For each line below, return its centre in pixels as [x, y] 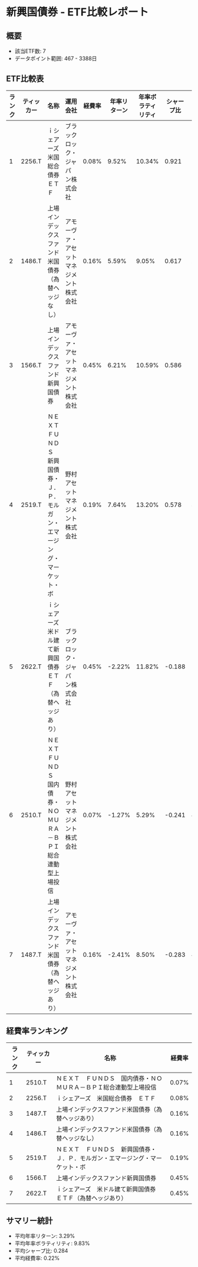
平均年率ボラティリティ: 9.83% [52, 1243]
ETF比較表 [25, 79]
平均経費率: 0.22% [37, 1258]
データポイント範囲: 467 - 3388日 [56, 59]
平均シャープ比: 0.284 [41, 1251]
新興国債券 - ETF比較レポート [77, 12]
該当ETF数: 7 [30, 51]
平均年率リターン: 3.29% [45, 1236]
